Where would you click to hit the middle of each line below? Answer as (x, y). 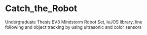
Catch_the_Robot (41, 9)
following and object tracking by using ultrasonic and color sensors (73, 27)
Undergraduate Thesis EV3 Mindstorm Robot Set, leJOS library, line (74, 22)
